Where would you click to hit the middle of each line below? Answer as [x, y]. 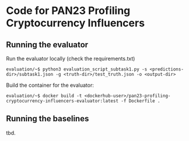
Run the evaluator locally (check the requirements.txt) [71, 59]
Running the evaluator [47, 45]
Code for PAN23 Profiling [68, 11]
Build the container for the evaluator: [50, 85]
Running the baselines [48, 119]
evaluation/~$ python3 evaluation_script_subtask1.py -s [77, 69]
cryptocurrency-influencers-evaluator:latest [62, 101]
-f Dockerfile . [140, 101]
